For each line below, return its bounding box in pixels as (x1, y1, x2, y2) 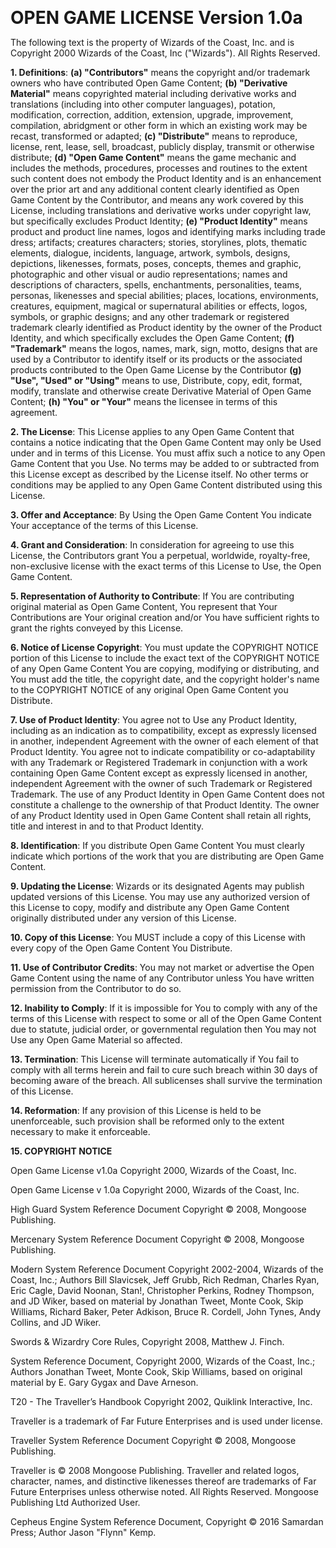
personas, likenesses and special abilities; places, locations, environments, (10, 290, 319, 301)
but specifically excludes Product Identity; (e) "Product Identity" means (10, 215, 308, 227)
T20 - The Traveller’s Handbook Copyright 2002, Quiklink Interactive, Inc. (10, 1396, 313, 1407)
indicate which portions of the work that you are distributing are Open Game (10, 850, 325, 862)
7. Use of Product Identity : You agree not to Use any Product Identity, (10, 714, 297, 726)
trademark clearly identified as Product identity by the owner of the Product (10, 322, 323, 333)
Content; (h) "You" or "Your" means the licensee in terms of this (10, 396, 278, 407)
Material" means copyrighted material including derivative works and (10, 88, 297, 99)
